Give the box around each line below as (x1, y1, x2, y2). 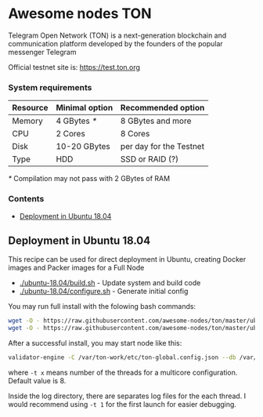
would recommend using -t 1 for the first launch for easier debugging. (8, 399, 237, 408)
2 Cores (56, 129, 86, 140)
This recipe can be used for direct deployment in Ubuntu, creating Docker (8, 255, 247, 264)
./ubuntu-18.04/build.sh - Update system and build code (19, 278, 201, 288)
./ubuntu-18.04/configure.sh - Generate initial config (19, 287, 189, 296)
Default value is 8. (8, 375, 67, 385)
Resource (12, 103, 49, 114)
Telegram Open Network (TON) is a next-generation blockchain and (8, 31, 227, 40)
